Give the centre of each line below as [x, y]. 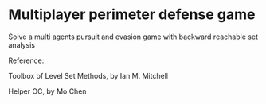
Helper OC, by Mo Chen [47, 91]
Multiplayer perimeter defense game [132, 15]
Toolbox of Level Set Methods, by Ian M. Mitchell [88, 75]
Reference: [26, 60]
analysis [22, 44]
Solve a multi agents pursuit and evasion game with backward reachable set [133, 37]
